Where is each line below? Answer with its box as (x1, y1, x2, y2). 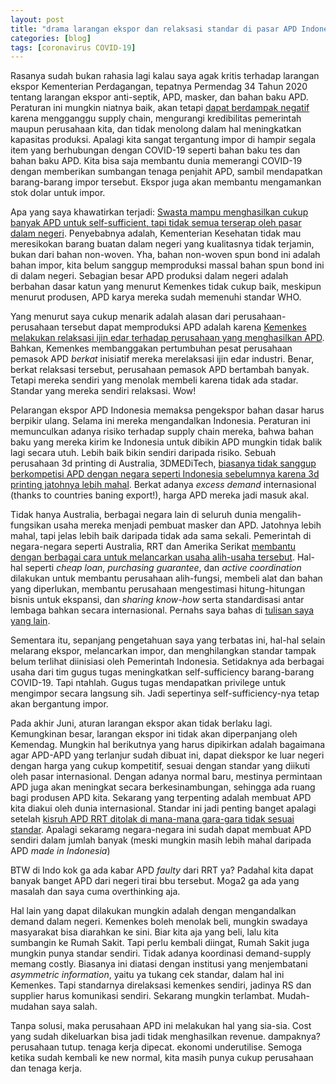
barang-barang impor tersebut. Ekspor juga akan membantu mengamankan (10, 176, 322, 188)
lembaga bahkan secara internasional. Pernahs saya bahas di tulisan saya (10, 604, 315, 616)
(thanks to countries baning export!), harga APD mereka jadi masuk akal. (10, 489, 310, 501)
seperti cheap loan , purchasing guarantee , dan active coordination (24, 562, 302, 574)
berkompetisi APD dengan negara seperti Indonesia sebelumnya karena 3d (10, 468, 320, 480)
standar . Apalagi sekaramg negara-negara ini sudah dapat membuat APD (10, 824, 312, 836)
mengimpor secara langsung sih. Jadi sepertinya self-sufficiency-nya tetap (10, 687, 320, 700)
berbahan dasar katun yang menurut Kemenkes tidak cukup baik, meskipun (10, 281, 322, 293)
